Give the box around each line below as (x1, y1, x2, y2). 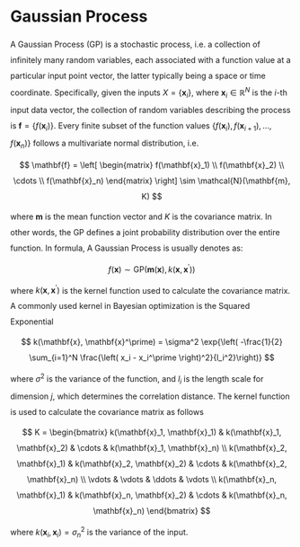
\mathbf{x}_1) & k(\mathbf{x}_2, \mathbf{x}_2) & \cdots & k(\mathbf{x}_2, (16, 458, 287, 469)
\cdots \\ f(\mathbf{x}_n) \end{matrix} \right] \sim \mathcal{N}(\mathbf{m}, (13, 175, 291, 186)
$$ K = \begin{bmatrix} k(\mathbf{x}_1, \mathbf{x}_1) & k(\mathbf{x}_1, (22, 427, 282, 437)
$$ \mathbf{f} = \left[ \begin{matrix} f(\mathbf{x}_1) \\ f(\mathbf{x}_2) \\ (19, 160, 285, 171)
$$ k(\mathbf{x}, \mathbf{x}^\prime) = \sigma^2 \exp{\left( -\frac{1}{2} (21, 337, 283, 348)
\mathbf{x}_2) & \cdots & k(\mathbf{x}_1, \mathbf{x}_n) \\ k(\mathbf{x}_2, (16, 443, 287, 454)
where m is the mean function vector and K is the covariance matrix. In (10, 211, 272, 222)
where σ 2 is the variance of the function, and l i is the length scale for (10, 372, 264, 386)
